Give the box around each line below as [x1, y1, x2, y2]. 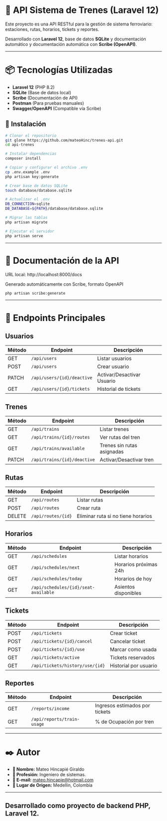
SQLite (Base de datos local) [12, 89, 71, 95]
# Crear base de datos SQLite [5, 183, 68, 188]
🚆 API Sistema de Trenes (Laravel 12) [5, 4, 159, 16]
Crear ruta [77, 504, 101, 511]
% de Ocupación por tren [95, 718, 154, 725]
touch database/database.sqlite [5, 188, 72, 193]
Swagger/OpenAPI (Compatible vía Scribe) [12, 105, 101, 111]
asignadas [99, 448, 124, 455]
